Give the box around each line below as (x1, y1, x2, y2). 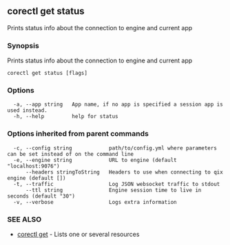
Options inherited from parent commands (7, 129, 149, 139)
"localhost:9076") (7, 163, 60, 170)
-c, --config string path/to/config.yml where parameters (13, 144, 217, 152)
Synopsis (7, 40, 39, 50)
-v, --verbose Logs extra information (13, 198, 177, 205)
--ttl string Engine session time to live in (25, 187, 202, 194)
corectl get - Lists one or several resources (17, 230, 140, 238)
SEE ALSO (7, 214, 42, 224)
